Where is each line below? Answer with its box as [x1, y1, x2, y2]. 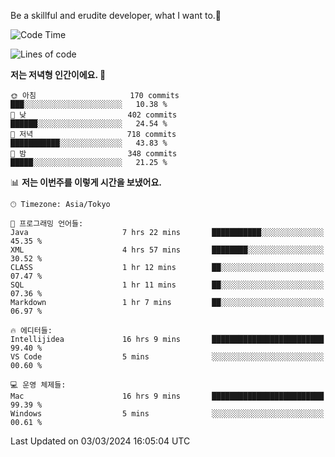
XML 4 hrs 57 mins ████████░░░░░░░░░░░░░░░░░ [10, 245, 325, 255]
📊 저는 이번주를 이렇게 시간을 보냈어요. [10, 176, 163, 188]
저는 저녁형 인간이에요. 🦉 [10, 69, 107, 80]
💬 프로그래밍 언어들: [10, 219, 84, 229]
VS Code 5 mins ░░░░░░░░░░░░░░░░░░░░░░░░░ [10, 352, 325, 362]
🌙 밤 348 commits [10, 149, 178, 159]
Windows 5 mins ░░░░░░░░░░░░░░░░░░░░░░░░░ [10, 409, 325, 419]
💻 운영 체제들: [10, 380, 67, 390]
